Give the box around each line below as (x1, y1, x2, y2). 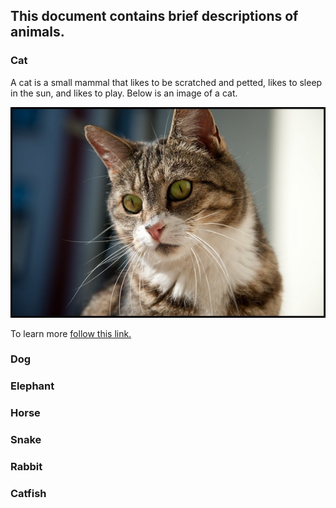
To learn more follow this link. (10, 327, 132, 339)
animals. (10, 24, 65, 41)
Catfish (10, 487, 47, 501)
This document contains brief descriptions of (10, 8, 299, 25)
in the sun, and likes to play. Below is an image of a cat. (10, 87, 238, 99)
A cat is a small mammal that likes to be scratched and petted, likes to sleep (10, 76, 323, 88)
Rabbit (10, 460, 43, 474)
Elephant (10, 379, 55, 393)
